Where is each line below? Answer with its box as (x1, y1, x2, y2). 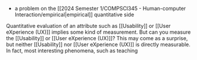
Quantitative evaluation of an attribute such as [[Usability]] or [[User (6, 23, 171, 29)
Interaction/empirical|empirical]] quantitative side (14, 11, 134, 18)
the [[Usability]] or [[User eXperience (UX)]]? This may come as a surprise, (6, 35, 188, 41)
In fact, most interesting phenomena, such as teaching (6, 47, 138, 54)
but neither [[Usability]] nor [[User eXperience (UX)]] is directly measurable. (6, 41, 191, 48)
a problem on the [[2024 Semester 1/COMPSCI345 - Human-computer (14, 5, 186, 12)
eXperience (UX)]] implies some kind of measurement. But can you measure (6, 29, 191, 36)
